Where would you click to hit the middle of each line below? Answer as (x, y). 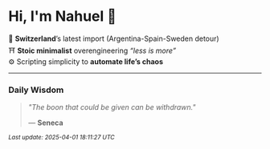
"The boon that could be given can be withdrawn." (112, 107)
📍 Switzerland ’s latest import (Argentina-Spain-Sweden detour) (114, 38)
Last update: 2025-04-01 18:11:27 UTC (61, 138)
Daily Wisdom (36, 90)
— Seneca (45, 123)
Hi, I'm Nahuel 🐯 (62, 16)
